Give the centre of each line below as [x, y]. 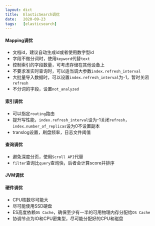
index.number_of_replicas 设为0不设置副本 [56, 126]
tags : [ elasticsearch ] [31, 24]
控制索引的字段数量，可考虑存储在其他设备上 [58, 65]
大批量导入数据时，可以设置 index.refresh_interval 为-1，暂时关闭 [80, 77]
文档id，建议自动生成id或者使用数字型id [53, 52]
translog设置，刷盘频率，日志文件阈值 [51, 132]
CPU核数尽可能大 [30, 199]
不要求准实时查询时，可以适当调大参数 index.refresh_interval [76, 71]
